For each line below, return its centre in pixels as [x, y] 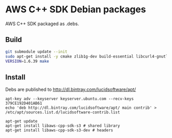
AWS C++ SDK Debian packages [76, 9]
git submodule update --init [36, 52]
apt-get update [21, 122]
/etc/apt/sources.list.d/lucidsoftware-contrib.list [63, 112]
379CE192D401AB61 [24, 104]
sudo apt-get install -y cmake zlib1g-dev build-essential [70, 56]
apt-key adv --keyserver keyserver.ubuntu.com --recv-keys [70, 99]
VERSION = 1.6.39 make [27, 61]
